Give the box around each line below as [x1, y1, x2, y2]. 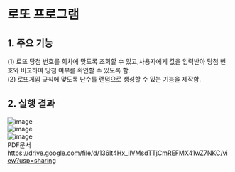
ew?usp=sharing [7, 156, 57, 164]
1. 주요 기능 [7, 37, 53, 49]
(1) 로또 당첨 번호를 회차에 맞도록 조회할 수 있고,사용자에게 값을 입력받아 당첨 [7, 58, 219, 65]
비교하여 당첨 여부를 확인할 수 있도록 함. [20, 66, 131, 75]
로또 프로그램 [7, 6, 80, 23]
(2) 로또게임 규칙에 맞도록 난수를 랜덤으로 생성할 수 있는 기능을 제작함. [7, 75, 201, 83]
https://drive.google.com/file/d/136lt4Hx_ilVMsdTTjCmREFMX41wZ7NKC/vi [7, 149, 229, 157]
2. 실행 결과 [7, 97, 55, 110]
